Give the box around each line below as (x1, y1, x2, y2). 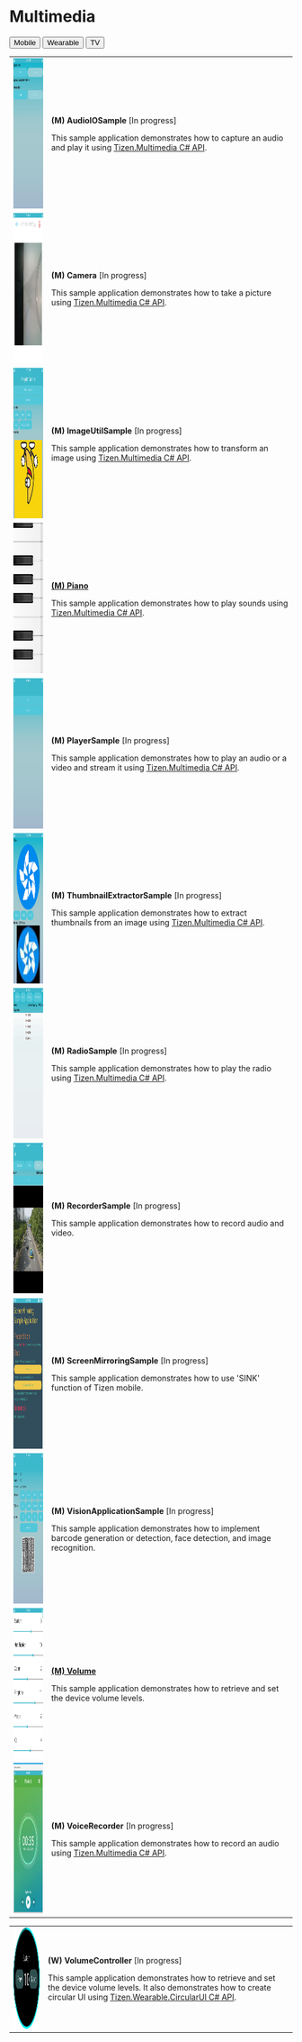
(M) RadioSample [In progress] (50, 1045, 168, 1056)
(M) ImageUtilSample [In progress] (50, 425, 182, 436)
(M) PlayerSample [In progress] (50, 735, 171, 746)
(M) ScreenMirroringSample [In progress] (50, 1355, 209, 1366)
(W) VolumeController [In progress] (48, 1955, 182, 1966)
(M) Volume (50, 1665, 97, 1676)
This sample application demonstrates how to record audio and (50, 1217, 285, 1228)
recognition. (50, 1542, 96, 1553)
